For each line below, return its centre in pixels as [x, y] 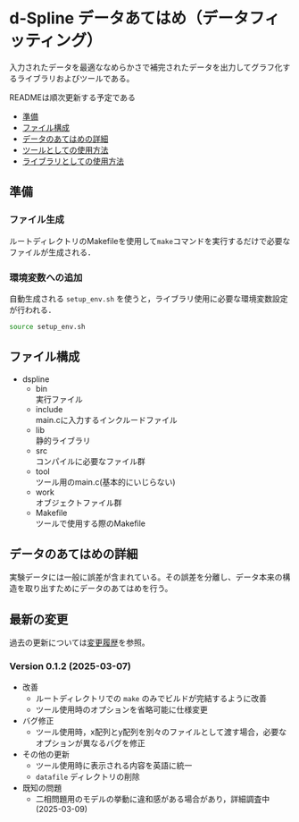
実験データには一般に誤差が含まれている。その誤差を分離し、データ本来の [146, 577]
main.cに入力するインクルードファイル [106, 419]
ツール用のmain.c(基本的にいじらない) [105, 482]
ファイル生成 [37, 220]
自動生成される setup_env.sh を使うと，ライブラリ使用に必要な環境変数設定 [149, 298]
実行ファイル [59, 399]
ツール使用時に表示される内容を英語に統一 [114, 765]
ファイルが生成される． [52, 252]
